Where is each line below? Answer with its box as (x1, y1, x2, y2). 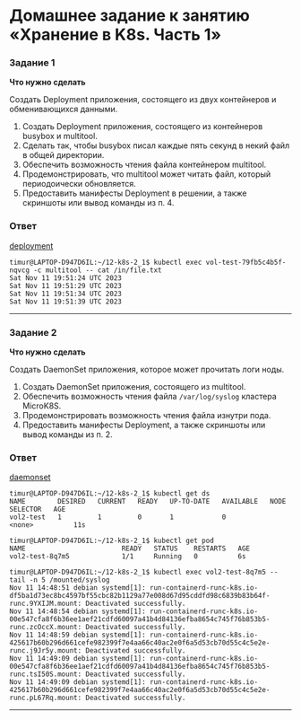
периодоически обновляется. (21, 179, 136, 189)
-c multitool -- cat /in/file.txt (32, 266, 163, 275)
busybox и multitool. (21, 131, 99, 142)
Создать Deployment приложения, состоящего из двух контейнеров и (9, 94, 277, 105)
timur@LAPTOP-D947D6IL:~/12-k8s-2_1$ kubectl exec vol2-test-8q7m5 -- (9, 567, 279, 577)
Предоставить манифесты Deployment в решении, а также (21, 188, 248, 198)
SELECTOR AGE (9, 505, 66, 514)
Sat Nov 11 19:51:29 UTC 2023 (9, 281, 123, 290)
